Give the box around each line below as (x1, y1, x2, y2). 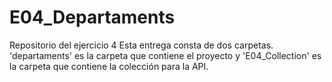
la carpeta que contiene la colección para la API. (9, 60, 209, 72)
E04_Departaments (9, 6, 176, 29)
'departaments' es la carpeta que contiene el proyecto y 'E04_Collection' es (9, 49, 322, 61)
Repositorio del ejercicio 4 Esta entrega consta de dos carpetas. (9, 39, 274, 51)
